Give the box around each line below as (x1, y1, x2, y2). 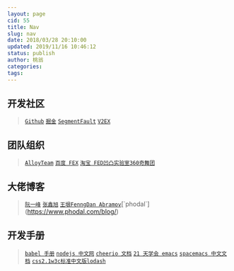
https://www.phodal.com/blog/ (27, 207, 117, 216)
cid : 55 (7, 17, 30, 24)
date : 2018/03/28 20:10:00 (7, 37, 87, 44)
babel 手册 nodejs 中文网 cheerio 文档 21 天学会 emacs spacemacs (24, 250, 209, 257)
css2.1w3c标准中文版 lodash (31, 258, 106, 265)
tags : (7, 69, 23, 76)
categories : (7, 63, 42, 70)
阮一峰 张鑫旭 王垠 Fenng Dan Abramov (24, 201, 122, 208)
